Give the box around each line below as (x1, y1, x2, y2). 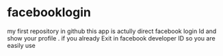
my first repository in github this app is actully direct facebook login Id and (7, 27, 217, 35)
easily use (7, 41, 36, 49)
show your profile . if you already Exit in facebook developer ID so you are (7, 34, 215, 42)
